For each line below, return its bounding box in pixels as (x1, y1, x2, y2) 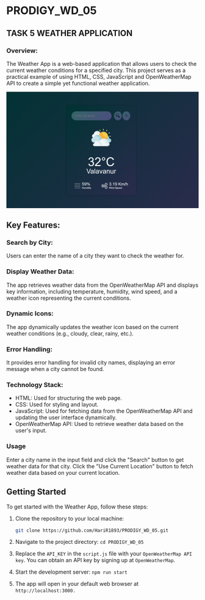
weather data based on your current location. (6, 469, 120, 476)
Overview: (6, 46, 38, 55)
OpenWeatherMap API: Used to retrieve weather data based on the (15, 421, 184, 428)
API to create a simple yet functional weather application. (6, 79, 150, 87)
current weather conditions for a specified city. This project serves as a (6, 67, 186, 74)
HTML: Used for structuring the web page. (15, 394, 122, 402)
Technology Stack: (6, 381, 63, 389)
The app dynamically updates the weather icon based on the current (6, 323, 179, 330)
